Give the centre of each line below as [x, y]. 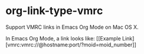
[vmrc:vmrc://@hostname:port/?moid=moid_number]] [71, 45]
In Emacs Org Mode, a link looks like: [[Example [63, 38]
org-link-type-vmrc [54, 11]
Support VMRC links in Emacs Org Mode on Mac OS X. [72, 27]
